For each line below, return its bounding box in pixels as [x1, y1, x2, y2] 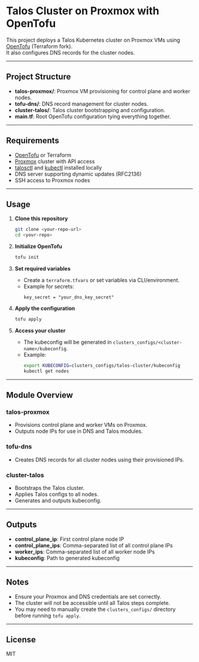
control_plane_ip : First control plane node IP [14, 536, 124, 543]
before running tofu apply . [14, 612, 81, 619]
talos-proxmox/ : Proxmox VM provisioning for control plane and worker [14, 87, 191, 94]
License [6, 634, 36, 645]
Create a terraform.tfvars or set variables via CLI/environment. [23, 277, 179, 283]
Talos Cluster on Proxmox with [6, 4, 160, 18]
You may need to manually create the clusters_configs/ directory [14, 606, 176, 613]
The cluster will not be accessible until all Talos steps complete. [14, 599, 171, 606]
